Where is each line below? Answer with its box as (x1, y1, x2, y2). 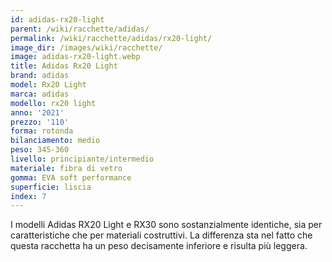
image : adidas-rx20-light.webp (10, 52, 141, 62)
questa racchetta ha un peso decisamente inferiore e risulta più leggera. (10, 240, 308, 252)
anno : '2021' (10, 107, 65, 118)
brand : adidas (10, 71, 70, 81)
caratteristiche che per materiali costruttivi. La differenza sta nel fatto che (10, 229, 313, 241)
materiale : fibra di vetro (10, 163, 123, 173)
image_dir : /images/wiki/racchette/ (10, 42, 163, 53)
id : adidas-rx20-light (10, 14, 105, 25)
